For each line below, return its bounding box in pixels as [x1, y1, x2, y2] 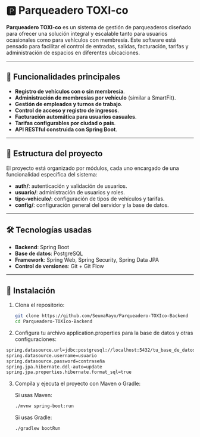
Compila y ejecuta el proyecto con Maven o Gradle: [14, 380, 141, 388]
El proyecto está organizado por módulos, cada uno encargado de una [6, 165, 180, 172]
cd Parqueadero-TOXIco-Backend [14, 318, 93, 325]
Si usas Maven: [14, 392, 52, 399]
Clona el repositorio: [14, 302, 65, 309]
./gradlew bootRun [14, 426, 61, 432]
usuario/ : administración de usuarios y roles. [14, 188, 125, 196]
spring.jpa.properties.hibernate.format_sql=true [6, 369, 132, 376]
